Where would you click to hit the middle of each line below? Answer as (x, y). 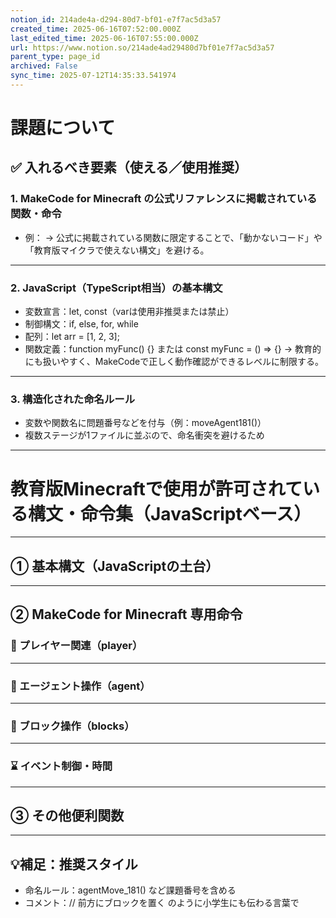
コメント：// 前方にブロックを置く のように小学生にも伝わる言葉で (162, 903)
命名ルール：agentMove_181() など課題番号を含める (130, 890)
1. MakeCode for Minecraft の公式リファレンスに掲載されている (164, 199)
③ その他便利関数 (67, 816)
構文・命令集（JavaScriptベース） (170, 513)
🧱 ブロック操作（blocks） (72, 726)
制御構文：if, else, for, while (81, 324)
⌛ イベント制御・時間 (61, 766)
